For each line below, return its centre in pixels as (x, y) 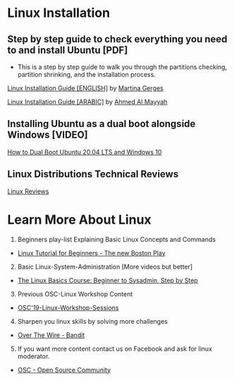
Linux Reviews (28, 191)
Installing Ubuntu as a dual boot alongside (101, 124)
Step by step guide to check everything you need (117, 39)
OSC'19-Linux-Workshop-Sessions (68, 308)
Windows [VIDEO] (48, 135)
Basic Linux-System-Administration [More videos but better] (105, 267)
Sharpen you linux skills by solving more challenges (92, 321)
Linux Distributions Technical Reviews (93, 174)
